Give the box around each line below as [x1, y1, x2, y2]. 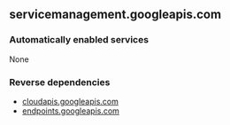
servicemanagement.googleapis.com [9, 7, 222, 22]
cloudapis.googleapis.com [21, 96, 119, 106]
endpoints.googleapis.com [21, 105, 119, 116]
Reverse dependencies [9, 75, 111, 88]
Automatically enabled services [9, 34, 149, 46]
